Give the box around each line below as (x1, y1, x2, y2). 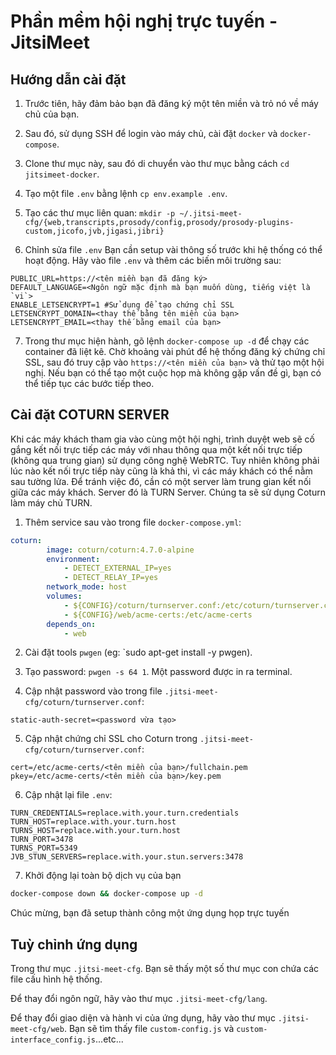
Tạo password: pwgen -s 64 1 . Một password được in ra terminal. (24, 666, 293, 678)
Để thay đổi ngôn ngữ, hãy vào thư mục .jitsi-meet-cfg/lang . (10, 993, 268, 1005)
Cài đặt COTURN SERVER (10, 406, 170, 424)
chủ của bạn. (24, 108, 80, 120)
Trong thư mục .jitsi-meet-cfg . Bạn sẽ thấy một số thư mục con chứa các (10, 963, 320, 975)
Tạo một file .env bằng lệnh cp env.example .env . (24, 188, 228, 199)
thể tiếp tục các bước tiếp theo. (24, 378, 155, 389)
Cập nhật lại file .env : (24, 789, 113, 801)
